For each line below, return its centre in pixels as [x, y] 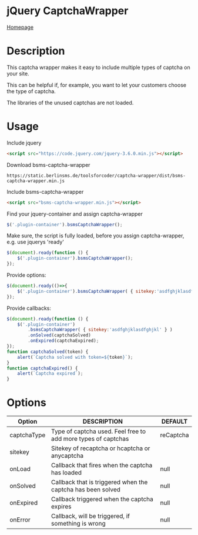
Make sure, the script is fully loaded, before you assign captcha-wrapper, [95, 236]
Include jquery [24, 143]
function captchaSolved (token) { [48, 352]
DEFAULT [174, 421]
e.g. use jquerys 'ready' [35, 242]
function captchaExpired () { [42, 368]
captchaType [28, 435]
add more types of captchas [90, 439]
